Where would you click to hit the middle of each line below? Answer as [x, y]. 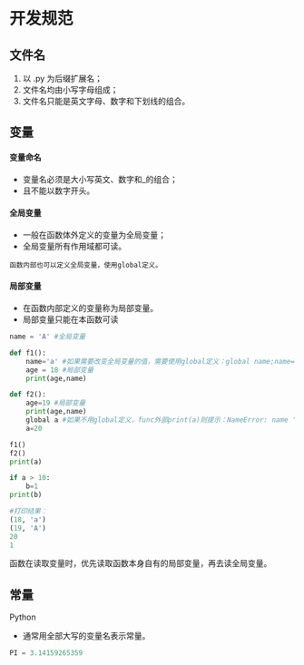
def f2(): [28, 395]
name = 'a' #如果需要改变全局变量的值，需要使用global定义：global [138, 361]
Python [23, 617]
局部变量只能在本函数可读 [70, 319]
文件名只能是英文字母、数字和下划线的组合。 [106, 101]
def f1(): [28, 353]
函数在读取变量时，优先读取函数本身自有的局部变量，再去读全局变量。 [141, 563]
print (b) [26, 495]
